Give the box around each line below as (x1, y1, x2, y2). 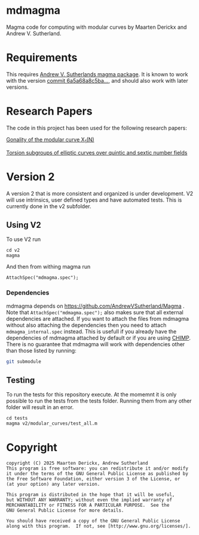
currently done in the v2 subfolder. (6, 202, 91, 210)
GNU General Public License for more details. (6, 507, 124, 513)
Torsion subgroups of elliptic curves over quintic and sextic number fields (6, 149, 188, 156)
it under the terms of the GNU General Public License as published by (6, 471, 188, 477)
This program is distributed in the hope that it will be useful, (6, 492, 175, 498)
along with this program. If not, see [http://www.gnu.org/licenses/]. (6, 523, 191, 530)
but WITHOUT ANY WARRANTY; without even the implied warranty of (6, 497, 172, 503)
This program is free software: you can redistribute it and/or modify (6, 465, 188, 471)
